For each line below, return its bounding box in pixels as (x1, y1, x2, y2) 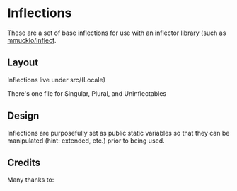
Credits (7, 156, 41, 168)
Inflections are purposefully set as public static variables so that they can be (7, 129, 230, 137)
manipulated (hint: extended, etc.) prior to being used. (7, 136, 165, 145)
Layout (7, 57, 39, 69)
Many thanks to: (7, 175, 54, 184)
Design (7, 110, 40, 122)
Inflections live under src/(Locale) (7, 75, 106, 84)
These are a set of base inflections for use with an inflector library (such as (7, 28, 226, 37)
